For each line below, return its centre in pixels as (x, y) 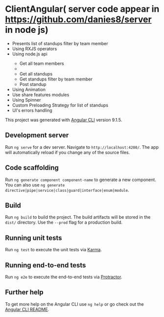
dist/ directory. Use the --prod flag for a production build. (64, 222)
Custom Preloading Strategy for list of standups (60, 105)
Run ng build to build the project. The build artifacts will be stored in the (78, 217)
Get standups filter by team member (56, 79)
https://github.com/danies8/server (78, 19)
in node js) (27, 30)
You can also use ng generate (35, 185)
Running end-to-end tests (46, 265)
